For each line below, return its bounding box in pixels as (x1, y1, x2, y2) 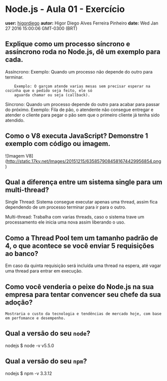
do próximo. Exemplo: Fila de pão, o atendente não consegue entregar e (5, 106, 154, 112)
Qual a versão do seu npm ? (5, 357, 87, 365)
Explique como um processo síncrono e (5, 40, 131, 48)
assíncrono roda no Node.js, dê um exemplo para (5, 47, 161, 56)
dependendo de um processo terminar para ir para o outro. (5, 204, 127, 210)
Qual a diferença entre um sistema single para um (5, 177, 163, 186)
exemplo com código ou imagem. (5, 139, 111, 148)
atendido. (5, 117, 25, 123)
